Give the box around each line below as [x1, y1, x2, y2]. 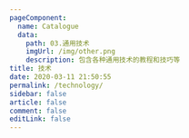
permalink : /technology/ [9, 81, 104, 90]
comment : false [9, 106, 67, 115]
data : [17, 30, 39, 39]
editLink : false [9, 114, 71, 123]
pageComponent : [9, 13, 67, 23]
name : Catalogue [17, 22, 79, 31]
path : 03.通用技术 [25, 38, 90, 48]
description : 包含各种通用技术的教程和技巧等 [25, 55, 181, 64]
